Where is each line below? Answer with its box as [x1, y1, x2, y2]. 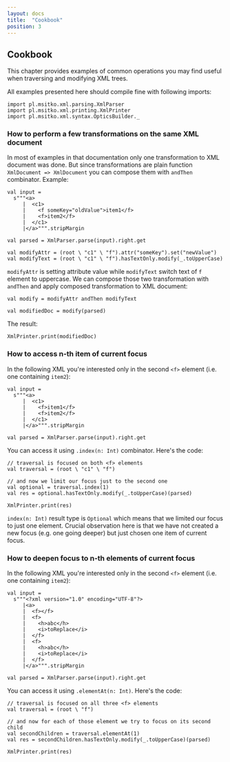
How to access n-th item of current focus [7, 349, 148, 359]
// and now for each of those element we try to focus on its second [7, 718, 211, 725]
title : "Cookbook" [7, 17, 63, 24]
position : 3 [7, 23, 41, 30]
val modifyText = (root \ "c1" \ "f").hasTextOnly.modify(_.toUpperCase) [7, 255, 224, 263]
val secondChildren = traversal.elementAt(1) [7, 730, 140, 737]
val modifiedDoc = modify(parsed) [7, 308, 107, 315]
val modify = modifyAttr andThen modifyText [7, 295, 137, 303]
